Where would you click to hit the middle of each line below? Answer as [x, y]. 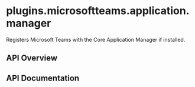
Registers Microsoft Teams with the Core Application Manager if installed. [96, 39]
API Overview [32, 58]
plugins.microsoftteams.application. [98, 11]
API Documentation [43, 78]
